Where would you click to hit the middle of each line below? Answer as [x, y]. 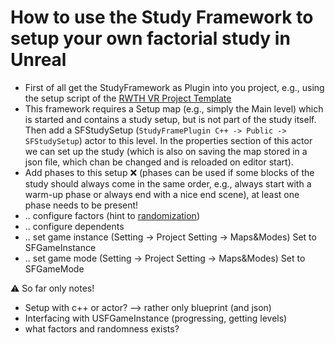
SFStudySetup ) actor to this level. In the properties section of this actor [168, 140]
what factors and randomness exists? [102, 328]
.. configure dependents [74, 226]
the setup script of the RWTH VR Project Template [128, 98]
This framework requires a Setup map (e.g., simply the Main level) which [174, 108]
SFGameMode [54, 268]
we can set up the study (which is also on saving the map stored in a [166, 151]
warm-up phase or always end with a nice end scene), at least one [162, 194]
